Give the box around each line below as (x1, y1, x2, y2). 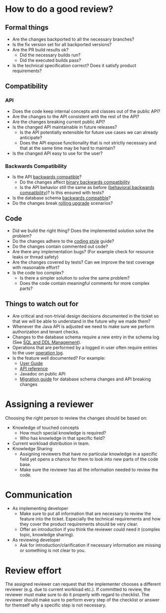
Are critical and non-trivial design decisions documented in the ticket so (12, 313, 159, 319)
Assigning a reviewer (5, 398, 94, 410)
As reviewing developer (12, 537, 61, 543)
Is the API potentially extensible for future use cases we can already (19, 129, 158, 135)
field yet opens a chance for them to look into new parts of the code (19, 456, 159, 462)
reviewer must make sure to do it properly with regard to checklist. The (5, 592, 150, 598)
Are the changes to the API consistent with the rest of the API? (12, 113, 139, 119)
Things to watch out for (5, 300, 79, 308)
